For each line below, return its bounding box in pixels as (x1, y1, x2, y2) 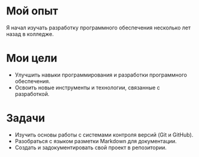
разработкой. (14, 90, 50, 97)
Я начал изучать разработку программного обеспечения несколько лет (6, 24, 191, 31)
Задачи (6, 111, 45, 125)
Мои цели (6, 52, 58, 65)
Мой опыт (6, 4, 59, 18)
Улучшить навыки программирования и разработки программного (14, 71, 187, 78)
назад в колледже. (6, 30, 54, 37)
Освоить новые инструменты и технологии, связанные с (14, 84, 160, 91)
